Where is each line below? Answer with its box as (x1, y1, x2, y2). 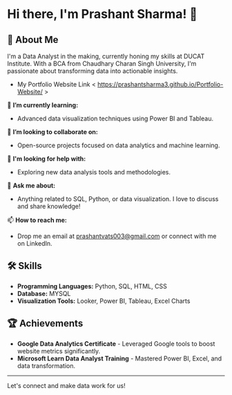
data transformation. (17, 361, 76, 369)
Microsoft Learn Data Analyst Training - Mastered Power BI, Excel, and (17, 354, 222, 362)
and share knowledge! (17, 202, 81, 210)
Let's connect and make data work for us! (7, 381, 126, 389)
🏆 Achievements (7, 318, 84, 329)
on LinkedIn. (17, 239, 53, 248)
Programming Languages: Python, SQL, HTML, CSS (17, 282, 167, 290)
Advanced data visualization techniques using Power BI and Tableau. (17, 114, 214, 122)
